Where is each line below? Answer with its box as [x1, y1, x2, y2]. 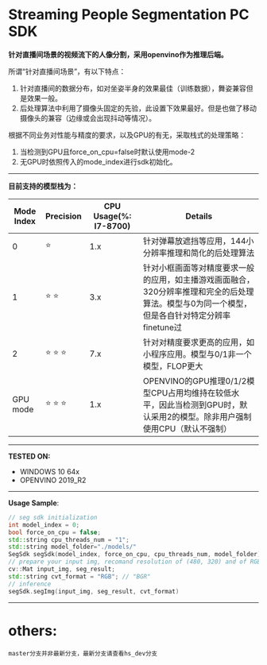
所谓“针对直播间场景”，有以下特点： [8, 66, 126, 76]
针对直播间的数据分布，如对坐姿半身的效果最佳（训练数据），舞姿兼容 [19, 83, 246, 93]
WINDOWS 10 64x [19, 466, 80, 476]
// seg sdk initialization [8, 513, 98, 521]
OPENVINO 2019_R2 [19, 475, 87, 485]
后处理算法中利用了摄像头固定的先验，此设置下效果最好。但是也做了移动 [19, 103, 257, 113]
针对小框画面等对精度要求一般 [142, 262, 255, 273]
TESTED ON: [8, 451, 51, 461]
